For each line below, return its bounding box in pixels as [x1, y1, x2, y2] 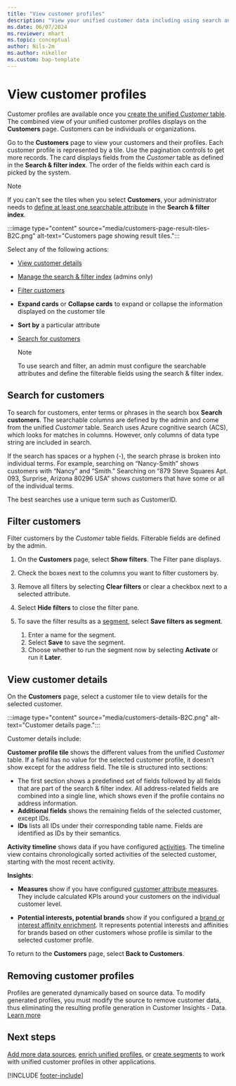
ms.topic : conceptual [7, 37, 71, 44]
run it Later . [27, 653, 63, 662]
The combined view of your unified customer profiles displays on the [7, 117, 207, 125]
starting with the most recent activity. [7, 857, 115, 866]
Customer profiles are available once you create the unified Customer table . [7, 110, 227, 118]
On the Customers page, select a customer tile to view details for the [7, 692, 208, 701]
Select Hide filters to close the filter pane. [17, 603, 140, 612]
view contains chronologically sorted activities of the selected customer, [7, 850, 217, 859]
